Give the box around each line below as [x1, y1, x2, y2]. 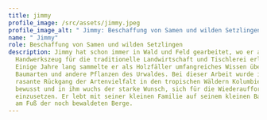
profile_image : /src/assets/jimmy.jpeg [8, 19, 141, 27]
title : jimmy [8, 11, 52, 20]
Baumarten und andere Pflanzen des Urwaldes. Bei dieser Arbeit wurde [15, 70, 254, 78]
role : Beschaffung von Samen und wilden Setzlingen [8, 41, 183, 49]
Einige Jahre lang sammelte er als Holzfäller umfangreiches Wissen [15, 63, 247, 71]
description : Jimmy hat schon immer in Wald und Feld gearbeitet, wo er [8, 48, 254, 56]
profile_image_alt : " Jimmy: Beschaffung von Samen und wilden [8, 26, 222, 34]
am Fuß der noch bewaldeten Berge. [15, 99, 133, 107]
